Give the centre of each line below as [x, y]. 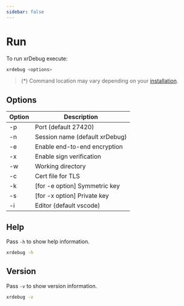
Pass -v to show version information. [52, 286]
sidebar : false [25, 12]
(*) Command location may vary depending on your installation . [100, 81]
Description [81, 117]
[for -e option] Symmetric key [78, 186]
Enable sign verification [68, 156]
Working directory [60, 167]
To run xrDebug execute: [37, 59]
